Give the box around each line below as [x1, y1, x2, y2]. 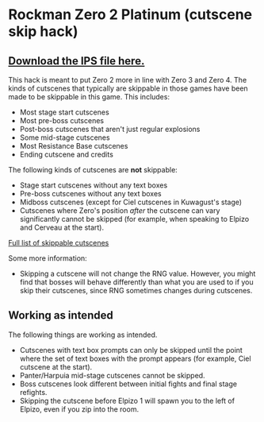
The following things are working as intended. [8, 330, 158, 339]
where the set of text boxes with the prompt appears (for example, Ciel [19, 354, 251, 363]
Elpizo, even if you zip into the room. [19, 404, 140, 414]
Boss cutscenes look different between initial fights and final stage [19, 379, 238, 389]
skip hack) [8, 22, 78, 41]
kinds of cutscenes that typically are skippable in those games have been [8, 83, 248, 93]
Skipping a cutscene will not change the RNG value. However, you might [19, 269, 256, 278]
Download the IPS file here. [8, 54, 145, 68]
